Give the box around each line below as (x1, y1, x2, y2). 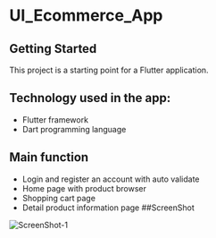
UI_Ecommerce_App (9, 5, 163, 26)
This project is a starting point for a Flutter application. (9, 64, 209, 75)
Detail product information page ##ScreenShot (21, 202, 195, 213)
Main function (9, 149, 89, 166)
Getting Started (9, 41, 97, 56)
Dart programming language (21, 123, 127, 134)
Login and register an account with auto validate (21, 174, 200, 184)
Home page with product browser (21, 183, 147, 193)
